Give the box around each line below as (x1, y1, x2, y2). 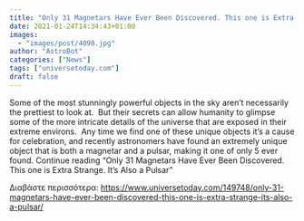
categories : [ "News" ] (9, 55, 92, 64)
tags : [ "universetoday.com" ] (9, 64, 120, 73)
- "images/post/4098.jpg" (17, 38, 116, 48)
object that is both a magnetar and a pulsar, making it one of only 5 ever (9, 145, 279, 156)
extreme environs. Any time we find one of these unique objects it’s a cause (9, 126, 295, 137)
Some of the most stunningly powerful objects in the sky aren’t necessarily (9, 97, 289, 108)
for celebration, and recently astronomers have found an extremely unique (9, 135, 288, 146)
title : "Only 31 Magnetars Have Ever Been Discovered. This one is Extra (9, 13, 295, 23)
